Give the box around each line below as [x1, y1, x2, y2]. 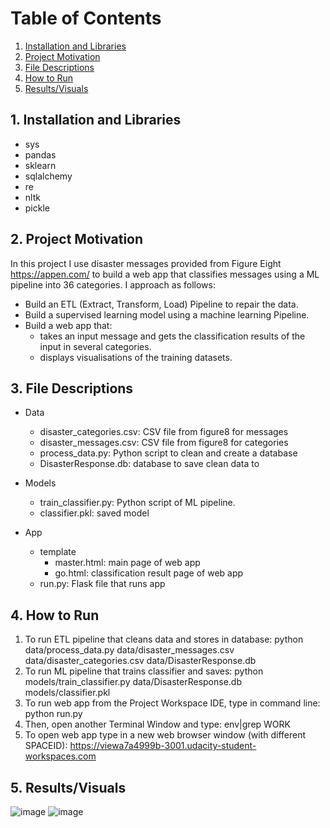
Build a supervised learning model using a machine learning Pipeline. [24, 308, 310, 321]
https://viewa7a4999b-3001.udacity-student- [69, 740, 257, 752]
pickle [24, 202, 50, 214]
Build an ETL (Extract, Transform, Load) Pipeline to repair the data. [24, 298, 299, 310]
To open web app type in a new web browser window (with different [24, 729, 307, 741]
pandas [24, 148, 57, 161]
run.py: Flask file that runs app [39, 578, 166, 590]
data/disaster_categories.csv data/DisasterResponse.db [24, 655, 257, 667]
